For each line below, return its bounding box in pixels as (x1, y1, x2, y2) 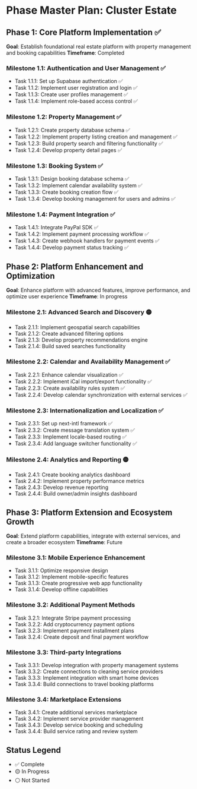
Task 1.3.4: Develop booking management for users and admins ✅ (14, 195, 176, 202)
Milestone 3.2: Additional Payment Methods (6, 601, 135, 609)
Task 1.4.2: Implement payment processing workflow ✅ (14, 231, 150, 238)
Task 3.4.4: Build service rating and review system (14, 728, 138, 735)
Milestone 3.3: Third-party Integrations (6, 648, 122, 657)
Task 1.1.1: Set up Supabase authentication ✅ (14, 78, 123, 85)
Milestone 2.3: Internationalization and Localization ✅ (6, 406, 164, 415)
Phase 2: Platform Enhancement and (6, 261, 144, 272)
